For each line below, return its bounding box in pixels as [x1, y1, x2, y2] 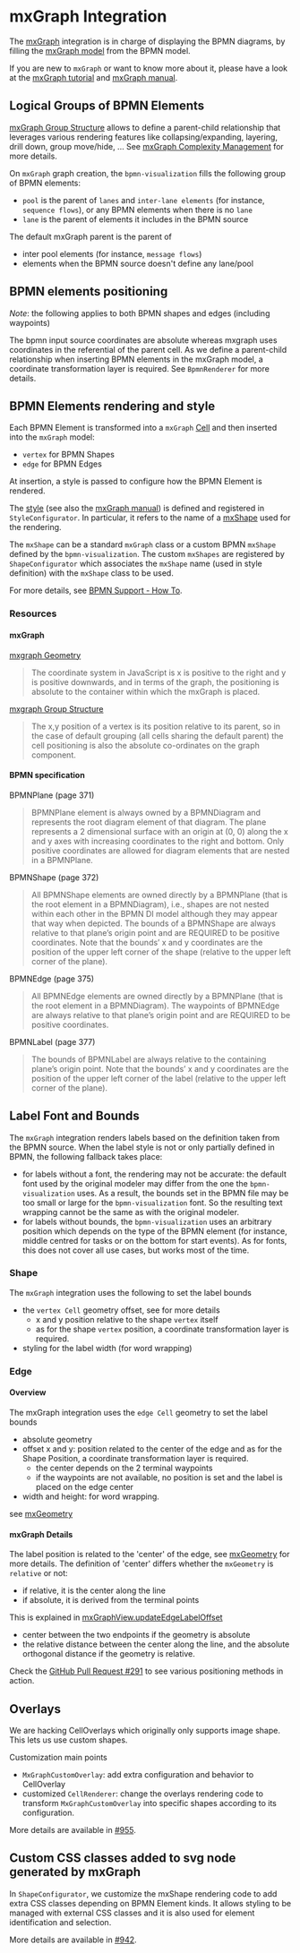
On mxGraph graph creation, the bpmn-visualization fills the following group [9, 167, 287, 178]
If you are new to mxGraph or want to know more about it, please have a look [9, 63, 288, 73]
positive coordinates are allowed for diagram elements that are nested [30, 844, 290, 856]
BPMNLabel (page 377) [9, 1036, 96, 1047]
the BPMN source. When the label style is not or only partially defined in [9, 1142, 275, 1152]
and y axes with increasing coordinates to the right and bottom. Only [30, 835, 285, 846]
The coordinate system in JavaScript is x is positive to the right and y [30, 667, 287, 678]
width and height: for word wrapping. [21, 1491, 159, 1502]
